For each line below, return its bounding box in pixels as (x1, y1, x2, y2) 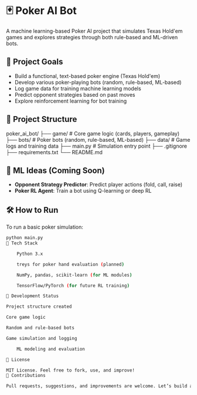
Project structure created (6, 304, 72, 310)
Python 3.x (16, 251, 43, 257)
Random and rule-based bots (6, 325, 75, 331)
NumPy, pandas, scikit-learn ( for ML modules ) (16, 272, 133, 278)
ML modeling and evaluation (16, 346, 85, 352)
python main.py (6, 235, 43, 241)
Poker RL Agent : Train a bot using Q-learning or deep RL (14, 188, 152, 195)
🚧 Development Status (6, 293, 59, 299)
